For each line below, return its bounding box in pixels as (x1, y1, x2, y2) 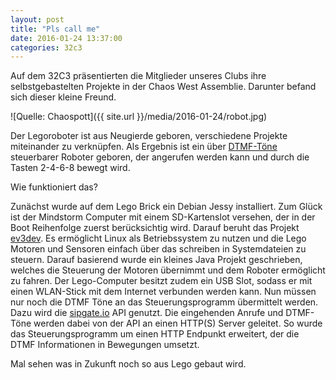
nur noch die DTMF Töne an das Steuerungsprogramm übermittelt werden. (10, 296, 319, 308)
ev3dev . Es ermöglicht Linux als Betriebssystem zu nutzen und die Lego (10, 232, 307, 245)
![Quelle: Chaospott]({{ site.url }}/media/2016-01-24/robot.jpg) (10, 111, 268, 123)
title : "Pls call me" (10, 24, 101, 34)
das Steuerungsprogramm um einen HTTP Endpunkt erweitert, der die (10, 328, 300, 340)
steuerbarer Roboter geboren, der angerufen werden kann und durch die (10, 151, 310, 163)
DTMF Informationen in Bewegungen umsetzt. (10, 339, 200, 351)
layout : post (10, 14, 65, 25)
